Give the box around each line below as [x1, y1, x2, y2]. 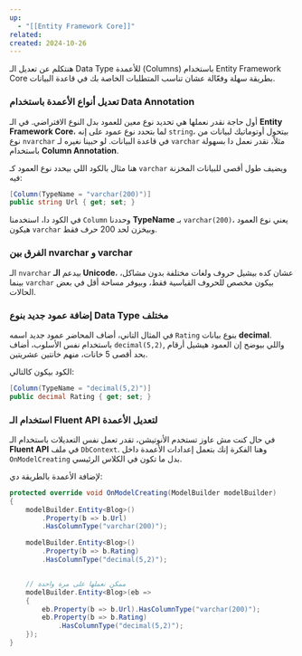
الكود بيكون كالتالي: [9, 366, 75, 376]
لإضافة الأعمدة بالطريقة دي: [9, 471, 103, 481]
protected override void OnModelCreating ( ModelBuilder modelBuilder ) [9, 488, 278, 498]
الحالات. [9, 286, 36, 297]
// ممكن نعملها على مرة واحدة [25, 579, 127, 588]
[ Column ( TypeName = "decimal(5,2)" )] [9, 384, 152, 393]
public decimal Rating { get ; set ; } [9, 392, 152, 401]
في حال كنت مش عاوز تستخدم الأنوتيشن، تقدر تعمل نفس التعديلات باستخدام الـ [9, 433, 276, 444]
